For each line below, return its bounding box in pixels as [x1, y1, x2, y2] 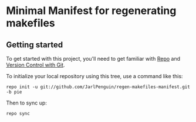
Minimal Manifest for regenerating [6, 4, 177, 18]
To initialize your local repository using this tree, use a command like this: [6, 73, 183, 79]
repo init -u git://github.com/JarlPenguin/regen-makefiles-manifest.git [6, 84, 191, 90]
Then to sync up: [6, 99, 47, 106]
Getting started [6, 40, 63, 50]
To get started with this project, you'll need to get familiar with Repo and [6, 55, 181, 62]
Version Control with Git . [6, 61, 66, 68]
